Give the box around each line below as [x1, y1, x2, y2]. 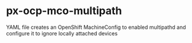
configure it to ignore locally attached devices [6, 29, 118, 37]
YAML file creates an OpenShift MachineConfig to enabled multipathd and [6, 24, 186, 31]
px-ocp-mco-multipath [6, 4, 122, 18]
